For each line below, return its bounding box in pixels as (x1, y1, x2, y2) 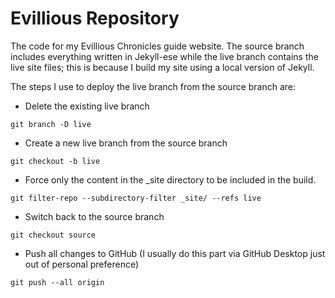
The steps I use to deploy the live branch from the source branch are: (10, 80, 297, 92)
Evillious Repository (10, 7, 180, 30)
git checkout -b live (10, 156, 101, 166)
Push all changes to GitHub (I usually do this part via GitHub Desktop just (24, 247, 326, 259)
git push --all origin (10, 277, 105, 287)
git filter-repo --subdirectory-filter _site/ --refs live (10, 193, 262, 203)
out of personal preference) (24, 258, 140, 270)
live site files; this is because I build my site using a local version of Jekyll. (10, 61, 315, 73)
